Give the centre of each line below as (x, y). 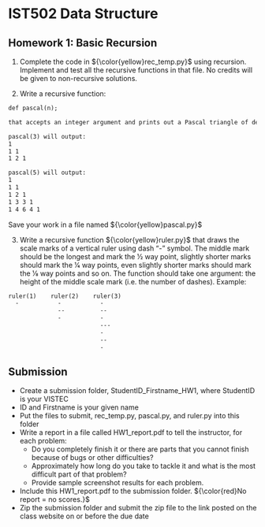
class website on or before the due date (84, 516)
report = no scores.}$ (55, 499)
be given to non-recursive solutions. (78, 78)
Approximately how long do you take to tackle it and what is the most (144, 466)
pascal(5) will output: (47, 173)
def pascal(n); (33, 108)
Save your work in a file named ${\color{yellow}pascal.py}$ (105, 225)
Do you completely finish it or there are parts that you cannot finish (140, 449)
